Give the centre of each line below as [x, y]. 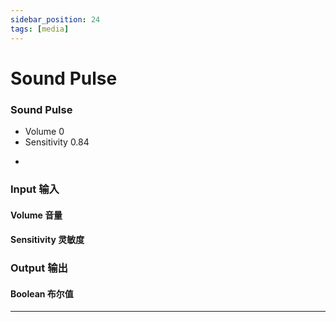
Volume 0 [44, 131]
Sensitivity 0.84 [57, 142]
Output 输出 [39, 268]
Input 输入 [35, 189]
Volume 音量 [36, 215]
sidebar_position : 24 [55, 19]
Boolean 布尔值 [42, 293]
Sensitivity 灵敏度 [47, 240]
